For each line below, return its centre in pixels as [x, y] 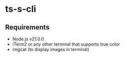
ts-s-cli [21, 9]
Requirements [27, 27]
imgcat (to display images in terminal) [51, 49]
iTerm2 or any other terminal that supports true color [66, 44]
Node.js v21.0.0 [28, 39]
